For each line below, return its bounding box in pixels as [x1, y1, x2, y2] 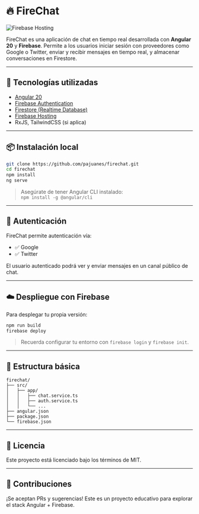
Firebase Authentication [14, 99, 73, 106]
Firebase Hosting [14, 112, 57, 120]
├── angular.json [6, 409, 49, 415]
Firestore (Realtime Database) [14, 106, 88, 113]
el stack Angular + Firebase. [6, 501, 75, 508]
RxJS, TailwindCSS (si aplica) [14, 118, 87, 126]
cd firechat [6, 167, 36, 173]
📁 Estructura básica [6, 361, 80, 371]
